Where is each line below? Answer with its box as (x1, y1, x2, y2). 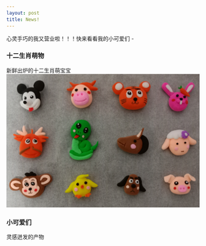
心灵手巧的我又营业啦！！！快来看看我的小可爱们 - (6, 34, 134, 42)
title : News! (6, 16, 40, 23)
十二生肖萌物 (6, 52, 45, 60)
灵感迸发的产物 (6, 233, 44, 240)
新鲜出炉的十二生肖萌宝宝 (6, 66, 71, 74)
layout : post (6, 10, 40, 16)
